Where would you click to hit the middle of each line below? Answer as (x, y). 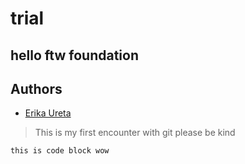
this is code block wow (60, 151)
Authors (36, 88)
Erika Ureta (48, 113)
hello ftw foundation (74, 55)
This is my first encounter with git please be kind (135, 133)
